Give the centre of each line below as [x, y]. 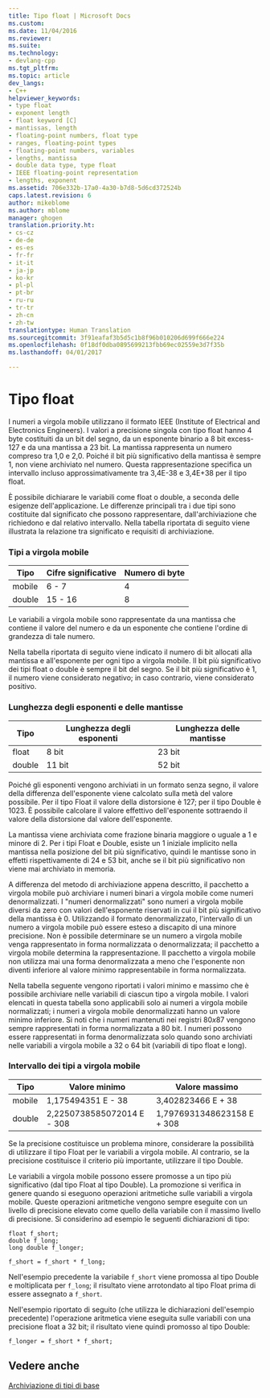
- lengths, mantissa [43, 158]
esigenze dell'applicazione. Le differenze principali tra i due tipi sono [122, 505]
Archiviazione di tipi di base [54, 1385]
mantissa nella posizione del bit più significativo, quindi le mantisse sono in [133, 852]
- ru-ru [21, 300]
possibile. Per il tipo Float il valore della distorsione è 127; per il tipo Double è [135, 802]
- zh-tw [21, 323]
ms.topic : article [39, 76]
